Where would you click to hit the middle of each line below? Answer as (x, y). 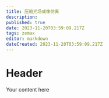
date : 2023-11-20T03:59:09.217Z (45, 28)
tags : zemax (20, 33)
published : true (26, 22)
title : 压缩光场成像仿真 (33, 11)
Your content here (28, 89)
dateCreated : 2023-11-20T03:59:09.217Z (54, 45)
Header (24, 73)
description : (22, 17)
